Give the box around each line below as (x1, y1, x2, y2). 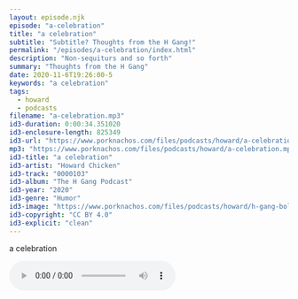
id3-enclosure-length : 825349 (9, 128, 122, 137)
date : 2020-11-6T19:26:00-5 (9, 71, 114, 80)
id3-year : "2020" (9, 186, 74, 195)
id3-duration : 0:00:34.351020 (9, 120, 122, 129)
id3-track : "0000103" (9, 169, 90, 178)
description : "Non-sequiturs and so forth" (9, 54, 173, 63)
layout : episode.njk (9, 12, 86, 22)
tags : (9, 87, 29, 96)
